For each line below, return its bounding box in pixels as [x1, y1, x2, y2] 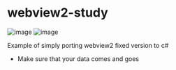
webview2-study [7, 5, 108, 21]
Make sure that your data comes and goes [17, 54, 140, 63]
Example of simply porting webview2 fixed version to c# [7, 41, 169, 49]
